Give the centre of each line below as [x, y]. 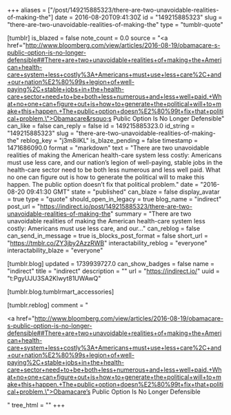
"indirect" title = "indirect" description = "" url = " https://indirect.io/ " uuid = [114, 271]
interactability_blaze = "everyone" [55, 250]
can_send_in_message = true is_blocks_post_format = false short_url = [108, 236]
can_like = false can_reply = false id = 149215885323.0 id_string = [101, 126]
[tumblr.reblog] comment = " [48, 305]
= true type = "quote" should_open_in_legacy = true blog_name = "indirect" [114, 199]
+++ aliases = [27, 10]
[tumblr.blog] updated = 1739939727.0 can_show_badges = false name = [111, 264]
